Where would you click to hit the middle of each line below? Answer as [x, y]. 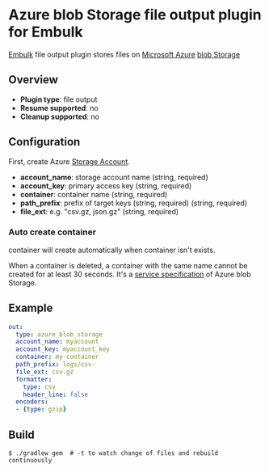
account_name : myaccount [57, 342]
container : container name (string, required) [94, 194]
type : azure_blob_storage [59, 334]
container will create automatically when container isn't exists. [112, 250]
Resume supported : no [59, 107]
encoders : [32, 402]
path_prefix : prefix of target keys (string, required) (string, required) [134, 203]
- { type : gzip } [41, 410]
